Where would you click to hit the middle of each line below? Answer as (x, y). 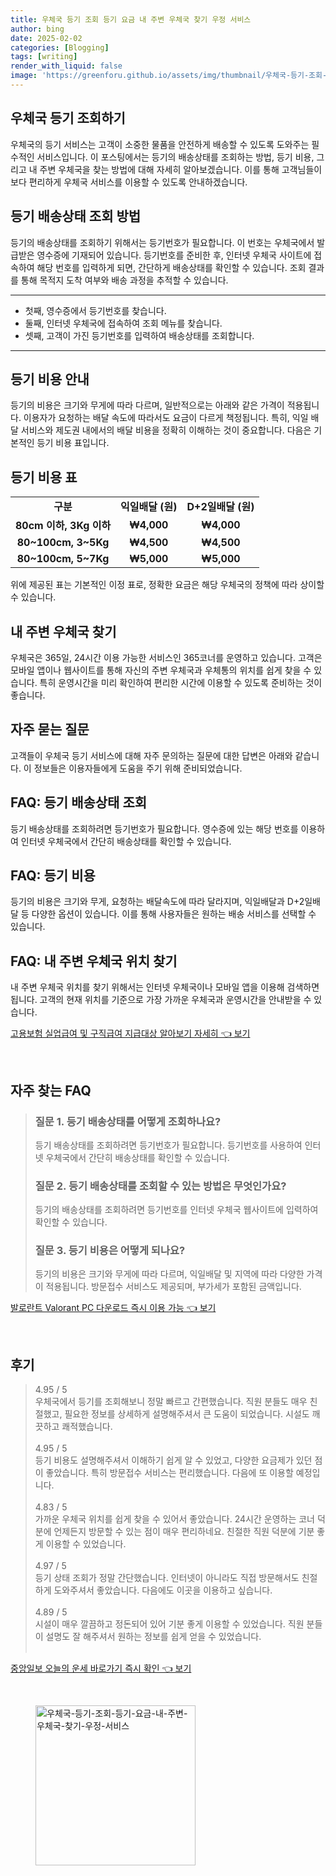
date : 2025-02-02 (46, 38)
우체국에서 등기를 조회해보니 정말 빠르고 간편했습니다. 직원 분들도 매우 (171, 1402)
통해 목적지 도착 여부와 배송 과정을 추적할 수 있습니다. (124, 280)
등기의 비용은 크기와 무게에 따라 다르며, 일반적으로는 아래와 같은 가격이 (147, 405)
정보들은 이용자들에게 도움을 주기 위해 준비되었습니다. (138, 768)
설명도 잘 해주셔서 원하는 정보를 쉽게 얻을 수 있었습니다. (153, 1637)
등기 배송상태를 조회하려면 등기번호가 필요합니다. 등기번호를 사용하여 (168, 1145)
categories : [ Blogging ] (60, 47)
